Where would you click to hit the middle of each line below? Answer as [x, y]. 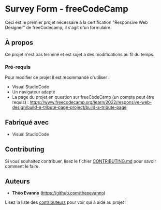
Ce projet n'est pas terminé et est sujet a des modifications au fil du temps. [80, 54]
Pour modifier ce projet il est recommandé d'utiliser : [57, 77]
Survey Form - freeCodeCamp [67, 9]
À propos [19, 43]
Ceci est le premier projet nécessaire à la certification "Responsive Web [77, 22]
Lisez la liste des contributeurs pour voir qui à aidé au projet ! [66, 202]
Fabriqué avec [27, 123]
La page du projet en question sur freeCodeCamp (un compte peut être [83, 97]
